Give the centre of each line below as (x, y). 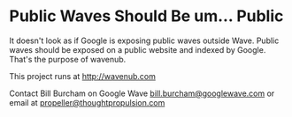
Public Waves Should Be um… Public (146, 16)
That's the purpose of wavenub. (68, 59)
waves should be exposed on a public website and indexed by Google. (138, 49)
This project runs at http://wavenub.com (83, 76)
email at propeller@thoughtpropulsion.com (87, 102)
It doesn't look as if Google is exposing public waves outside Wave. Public (144, 40)
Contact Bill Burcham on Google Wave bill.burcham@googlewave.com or (142, 93)
